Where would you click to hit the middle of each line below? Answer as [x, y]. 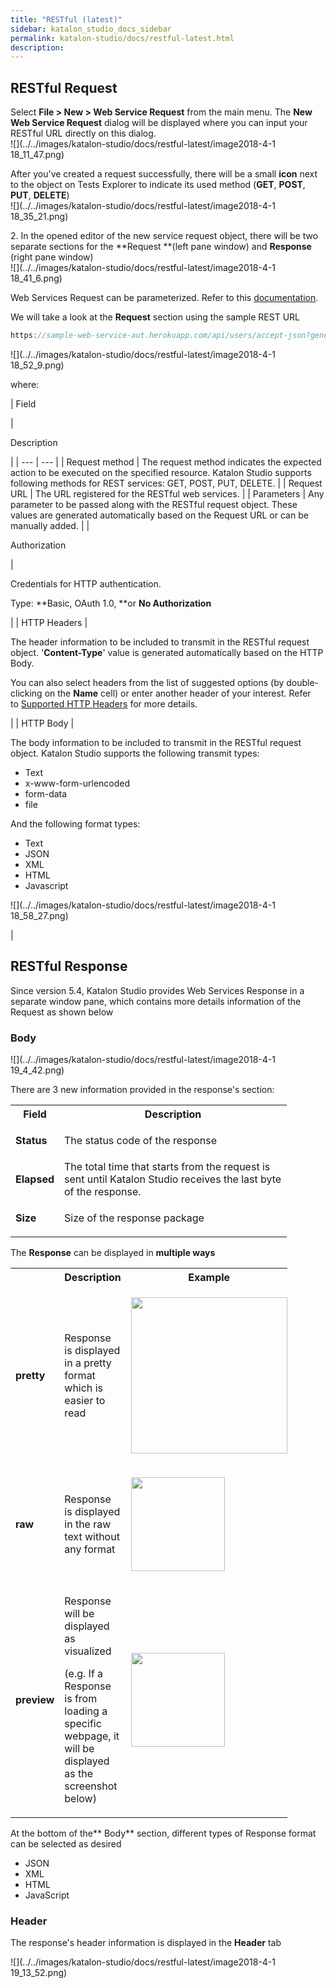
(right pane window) [52, 257]
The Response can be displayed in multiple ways [113, 1253]
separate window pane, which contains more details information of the [156, 1001]
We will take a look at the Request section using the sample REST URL [155, 317]
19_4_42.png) [37, 1070]
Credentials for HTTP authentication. [86, 583]
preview [35, 1700]
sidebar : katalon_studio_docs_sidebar [91, 29]
